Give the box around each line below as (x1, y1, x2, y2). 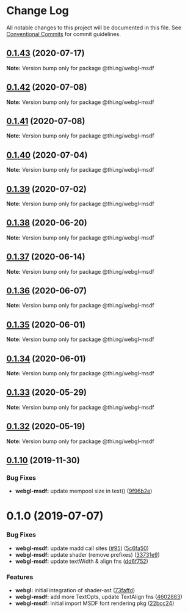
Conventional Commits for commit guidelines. (6, 30, 121, 37)
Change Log (6, 4, 69, 18)
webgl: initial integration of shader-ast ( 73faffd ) (15, 587, 136, 594)
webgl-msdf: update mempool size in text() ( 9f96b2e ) (15, 487, 153, 495)
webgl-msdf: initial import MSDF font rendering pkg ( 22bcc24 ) (15, 600, 175, 607)
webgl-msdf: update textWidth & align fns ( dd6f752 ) (15, 557, 148, 565)
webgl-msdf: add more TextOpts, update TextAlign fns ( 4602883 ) (15, 593, 183, 601)
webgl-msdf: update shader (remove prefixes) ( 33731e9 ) (15, 551, 160, 558)
